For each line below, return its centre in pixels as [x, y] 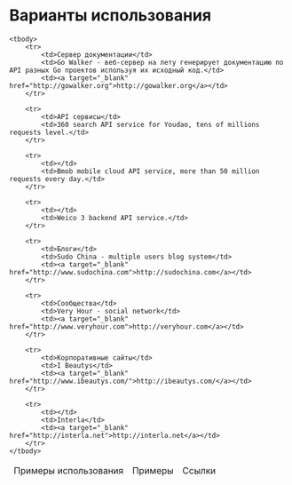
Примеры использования [69, 470]
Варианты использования [110, 16]
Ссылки [199, 470]
